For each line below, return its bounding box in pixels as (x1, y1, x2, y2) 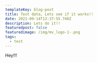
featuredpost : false (5, 25, 48, 30)
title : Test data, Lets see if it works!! (5, 12, 94, 17)
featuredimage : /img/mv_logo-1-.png (5, 30, 80, 35)
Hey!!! (5, 52, 17, 58)
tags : (5, 35, 16, 40)
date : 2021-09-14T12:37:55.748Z (5, 16, 71, 21)
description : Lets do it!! (5, 21, 61, 26)
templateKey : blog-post (5, 7, 54, 12)
